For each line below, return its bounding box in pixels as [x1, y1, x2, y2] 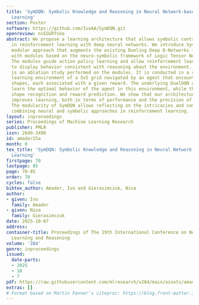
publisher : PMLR [6, 125, 46, 131]
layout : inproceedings [6, 113, 62, 119]
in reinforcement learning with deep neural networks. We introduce [11, 42, 184, 48]
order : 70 [6, 174, 31, 180]
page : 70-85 [6, 169, 36, 175]
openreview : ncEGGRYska [6, 31, 65, 37]
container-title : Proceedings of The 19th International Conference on [6, 229, 187, 235]
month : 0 [6, 141, 28, 147]
